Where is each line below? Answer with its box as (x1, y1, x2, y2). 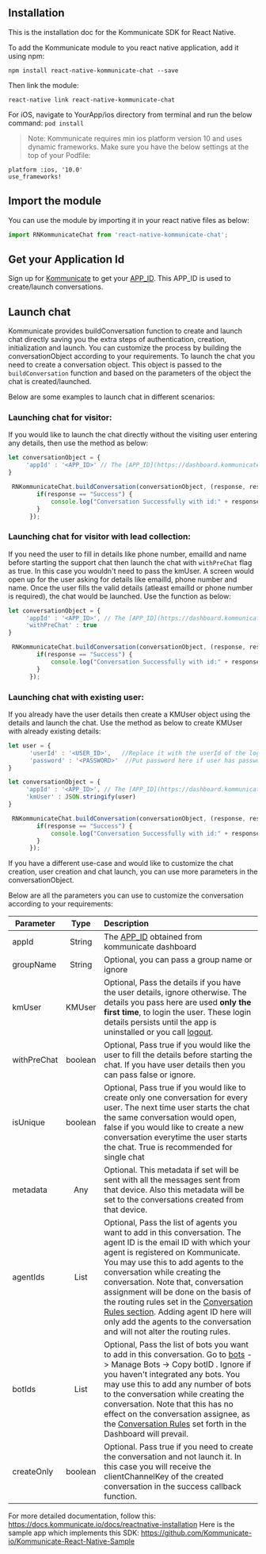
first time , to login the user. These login (104, 1007, 252, 1018)
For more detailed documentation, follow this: (8, 1511, 157, 1521)
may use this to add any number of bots (104, 1379, 252, 1390)
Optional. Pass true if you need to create (104, 1441, 253, 1452)
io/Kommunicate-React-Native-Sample (8, 1537, 135, 1546)
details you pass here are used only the (104, 997, 252, 1008)
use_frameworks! (8, 172, 62, 181)
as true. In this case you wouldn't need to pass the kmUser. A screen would (8, 566, 255, 575)
